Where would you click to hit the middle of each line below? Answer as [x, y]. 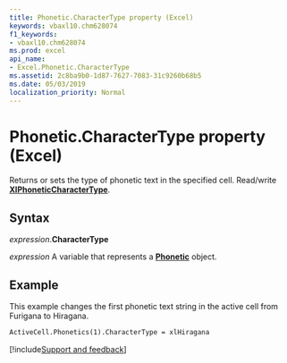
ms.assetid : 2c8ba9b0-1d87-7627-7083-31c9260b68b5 [106, 76]
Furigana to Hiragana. [49, 316]
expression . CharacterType [59, 240]
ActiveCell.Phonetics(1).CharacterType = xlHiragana [110, 333]
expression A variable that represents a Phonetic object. [113, 257]
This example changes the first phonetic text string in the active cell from [144, 307]
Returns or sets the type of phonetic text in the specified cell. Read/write [143, 181]
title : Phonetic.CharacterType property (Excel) [101, 17]
